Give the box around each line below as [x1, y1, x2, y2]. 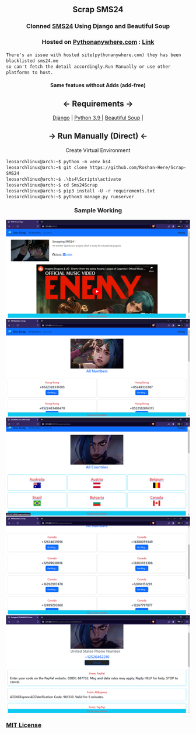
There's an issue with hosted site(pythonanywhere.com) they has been [6, 52, 181, 58]
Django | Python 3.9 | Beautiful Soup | [52, 114, 144, 122]
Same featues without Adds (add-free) [50, 82, 146, 89]
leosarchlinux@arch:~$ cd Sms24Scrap [6, 182, 98, 188]
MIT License [6, 721, 42, 729]
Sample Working [73, 206, 123, 214]
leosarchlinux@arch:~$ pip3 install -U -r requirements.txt [6, 188, 156, 194]
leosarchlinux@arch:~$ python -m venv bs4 [6, 158, 111, 164]
